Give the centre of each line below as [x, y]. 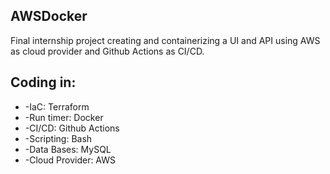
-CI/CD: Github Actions [72, 128]
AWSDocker [49, 16]
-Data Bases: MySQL [68, 149]
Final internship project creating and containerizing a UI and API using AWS [165, 40]
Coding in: [43, 82]
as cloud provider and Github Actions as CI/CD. [107, 51]
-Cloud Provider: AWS [70, 160]
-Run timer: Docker [64, 117]
